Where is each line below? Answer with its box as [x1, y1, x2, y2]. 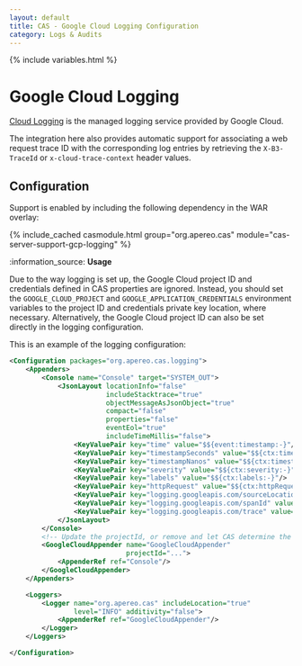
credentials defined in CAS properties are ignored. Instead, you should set [9, 283, 284, 294]
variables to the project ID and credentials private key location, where [9, 302, 267, 313]
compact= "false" [105, 407, 167, 416]
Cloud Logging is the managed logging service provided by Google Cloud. [9, 116, 284, 127]
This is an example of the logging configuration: [9, 339, 187, 350]
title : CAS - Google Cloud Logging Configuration [9, 22, 200, 31]
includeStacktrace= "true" [105, 390, 203, 399]
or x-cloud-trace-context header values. [40, 152, 191, 163]
